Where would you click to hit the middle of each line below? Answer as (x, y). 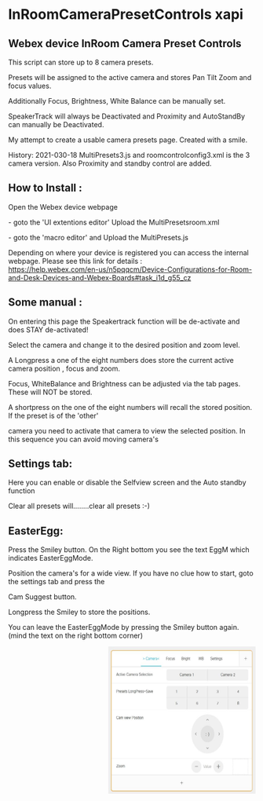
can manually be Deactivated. (56, 124)
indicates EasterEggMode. (51, 558)
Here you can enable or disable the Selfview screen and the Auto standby (127, 483)
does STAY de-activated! (48, 329)
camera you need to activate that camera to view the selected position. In (127, 430)
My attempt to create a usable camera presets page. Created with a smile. (128, 140)
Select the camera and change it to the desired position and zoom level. (124, 345)
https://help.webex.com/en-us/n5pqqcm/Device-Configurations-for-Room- (130, 269)
